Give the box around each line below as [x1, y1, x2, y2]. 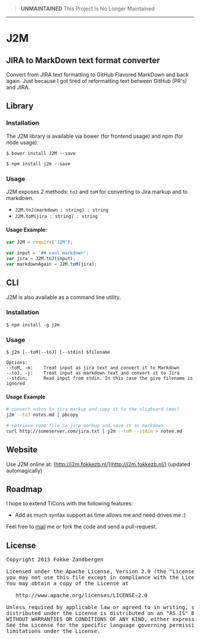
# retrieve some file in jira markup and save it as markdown [6, 423, 164, 429]
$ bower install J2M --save [6, 150, 76, 156]
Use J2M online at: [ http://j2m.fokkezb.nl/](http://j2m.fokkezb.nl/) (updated [6, 461, 190, 468]
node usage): [6, 138, 39, 146]
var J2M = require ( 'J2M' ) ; [6, 239, 73, 245]
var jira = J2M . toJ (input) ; [6, 255, 76, 261]
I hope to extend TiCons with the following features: [6, 500, 133, 507]
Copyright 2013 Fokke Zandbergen [6, 556, 104, 563]
